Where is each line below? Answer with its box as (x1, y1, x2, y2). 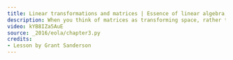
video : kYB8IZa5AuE (7, 23, 64, 30)
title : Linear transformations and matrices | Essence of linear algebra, (7, 10, 228, 17)
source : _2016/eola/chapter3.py (7, 29, 101, 37)
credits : (7, 36, 33, 43)
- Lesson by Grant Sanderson (7, 42, 92, 49)
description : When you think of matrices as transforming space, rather (7, 17, 222, 23)
